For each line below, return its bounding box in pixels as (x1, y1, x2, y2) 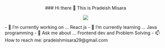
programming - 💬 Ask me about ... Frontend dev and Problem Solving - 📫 (5, 30, 160, 36)
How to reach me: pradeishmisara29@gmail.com (5, 37, 108, 43)
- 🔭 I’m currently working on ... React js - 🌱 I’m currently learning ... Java (5, 24, 157, 30)
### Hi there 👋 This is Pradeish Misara (45, 5, 127, 11)
